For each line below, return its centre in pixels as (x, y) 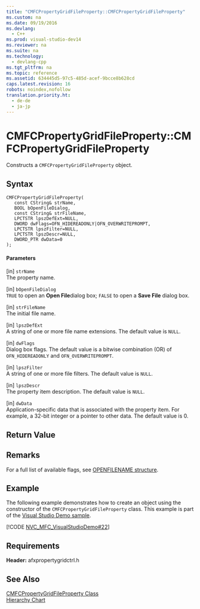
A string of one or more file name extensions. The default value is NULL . (93, 331)
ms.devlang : (21, 28)
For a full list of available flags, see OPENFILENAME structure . (82, 470)
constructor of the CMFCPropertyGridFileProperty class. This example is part (100, 509)
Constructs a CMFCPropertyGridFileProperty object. (69, 165)
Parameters (21, 258)
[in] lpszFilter (24, 367)
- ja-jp (21, 106)
